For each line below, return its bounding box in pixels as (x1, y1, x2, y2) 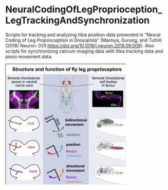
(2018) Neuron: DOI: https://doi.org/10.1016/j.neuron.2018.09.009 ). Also (5, 42, 155, 48)
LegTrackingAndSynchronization (5, 14, 150, 26)
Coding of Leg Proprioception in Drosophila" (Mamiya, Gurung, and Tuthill (5, 37, 162, 43)
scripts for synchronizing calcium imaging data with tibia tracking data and (5, 48, 163, 54)
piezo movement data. (5, 53, 53, 60)
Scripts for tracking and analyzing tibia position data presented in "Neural (5, 31, 161, 38)
